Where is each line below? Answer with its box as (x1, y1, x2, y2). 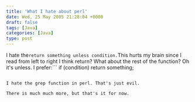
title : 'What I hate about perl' (6, 8, 88, 15)
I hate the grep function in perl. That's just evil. (6, 80, 141, 86)
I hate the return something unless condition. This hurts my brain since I (6, 52, 182, 58)
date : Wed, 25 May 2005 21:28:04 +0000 (6, 14, 104, 20)
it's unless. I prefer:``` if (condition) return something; (6, 64, 134, 71)
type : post (6, 36, 33, 41)
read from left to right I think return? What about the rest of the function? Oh (6, 58, 190, 65)
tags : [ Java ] (6, 24, 38, 31)
